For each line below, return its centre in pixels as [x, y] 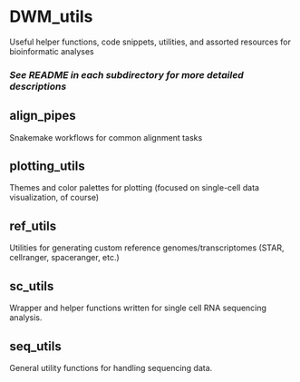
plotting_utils [47, 167]
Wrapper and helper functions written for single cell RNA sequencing [138, 308]
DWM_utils [51, 17]
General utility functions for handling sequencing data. [111, 367]
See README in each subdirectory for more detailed [127, 74]
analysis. [26, 318]
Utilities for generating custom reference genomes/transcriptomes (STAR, [147, 248]
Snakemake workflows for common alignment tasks [106, 137]
